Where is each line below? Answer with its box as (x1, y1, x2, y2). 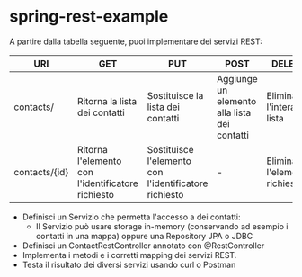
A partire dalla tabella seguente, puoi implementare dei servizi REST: (9, 36, 263, 47)
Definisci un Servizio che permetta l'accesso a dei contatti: (22, 211, 241, 222)
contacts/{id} (13, 165, 69, 178)
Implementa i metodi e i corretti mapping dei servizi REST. (22, 249, 237, 260)
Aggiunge (217, 72, 258, 85)
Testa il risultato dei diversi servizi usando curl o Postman (22, 259, 236, 270)
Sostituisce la (147, 89, 204, 102)
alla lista (217, 106, 252, 119)
